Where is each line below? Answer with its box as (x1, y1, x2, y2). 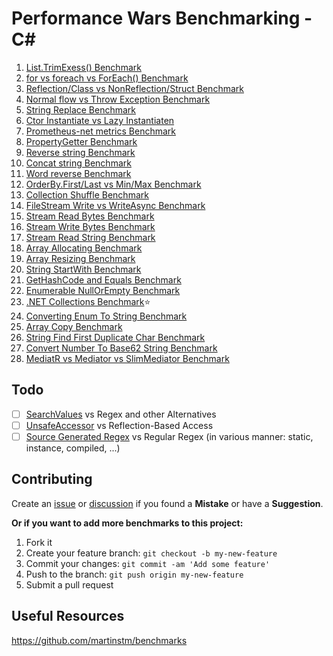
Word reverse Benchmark (25, 167, 132, 179)
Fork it (25, 536, 53, 548)
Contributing (11, 471, 93, 488)
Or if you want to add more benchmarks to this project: (11, 517, 244, 529)
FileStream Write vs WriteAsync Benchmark (25, 199, 206, 211)
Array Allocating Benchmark (25, 242, 143, 254)
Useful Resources (11, 608, 125, 625)
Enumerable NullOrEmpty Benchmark (25, 284, 181, 296)
